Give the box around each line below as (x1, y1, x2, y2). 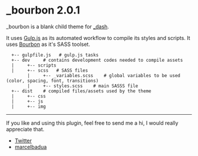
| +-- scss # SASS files (11, 67, 88, 74)
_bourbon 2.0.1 (6, 4, 81, 17)
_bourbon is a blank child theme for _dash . (6, 23, 109, 30)
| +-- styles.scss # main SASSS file (27, 83, 138, 89)
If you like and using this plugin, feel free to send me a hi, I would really (6, 119, 179, 127)
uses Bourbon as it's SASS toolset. (6, 41, 90, 48)
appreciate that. (6, 125, 45, 132)
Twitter (14, 137, 32, 144)
